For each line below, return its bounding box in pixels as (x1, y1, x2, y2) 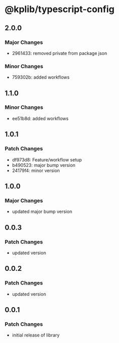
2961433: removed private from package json (12, 50, 107, 56)
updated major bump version (12, 208, 73, 215)
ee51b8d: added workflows (12, 115, 69, 122)
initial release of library (12, 332, 60, 338)
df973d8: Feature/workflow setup (12, 156, 82, 162)
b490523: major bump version (12, 162, 76, 168)
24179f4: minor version (12, 167, 60, 174)
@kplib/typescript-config (5, 4, 114, 15)
